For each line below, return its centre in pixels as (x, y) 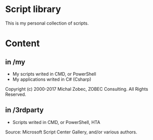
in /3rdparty (25, 110)
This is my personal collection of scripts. (47, 23)
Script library (33, 9)
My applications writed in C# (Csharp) (52, 79)
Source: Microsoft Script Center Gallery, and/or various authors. (71, 132)
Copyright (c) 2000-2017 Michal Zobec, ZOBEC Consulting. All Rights (77, 89)
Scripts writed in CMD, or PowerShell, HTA (56, 122)
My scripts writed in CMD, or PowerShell (54, 74)
